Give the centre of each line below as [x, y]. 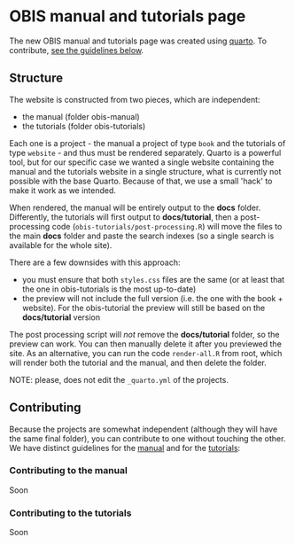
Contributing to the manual [69, 471]
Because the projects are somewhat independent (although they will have [144, 429]
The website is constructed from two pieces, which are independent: [135, 99]
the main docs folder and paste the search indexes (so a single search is [142, 236]
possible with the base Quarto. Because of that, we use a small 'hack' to [141, 181]
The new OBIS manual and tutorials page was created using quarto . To [138, 41]
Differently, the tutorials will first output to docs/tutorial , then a [124, 217]
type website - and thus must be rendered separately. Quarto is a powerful [145, 152]
